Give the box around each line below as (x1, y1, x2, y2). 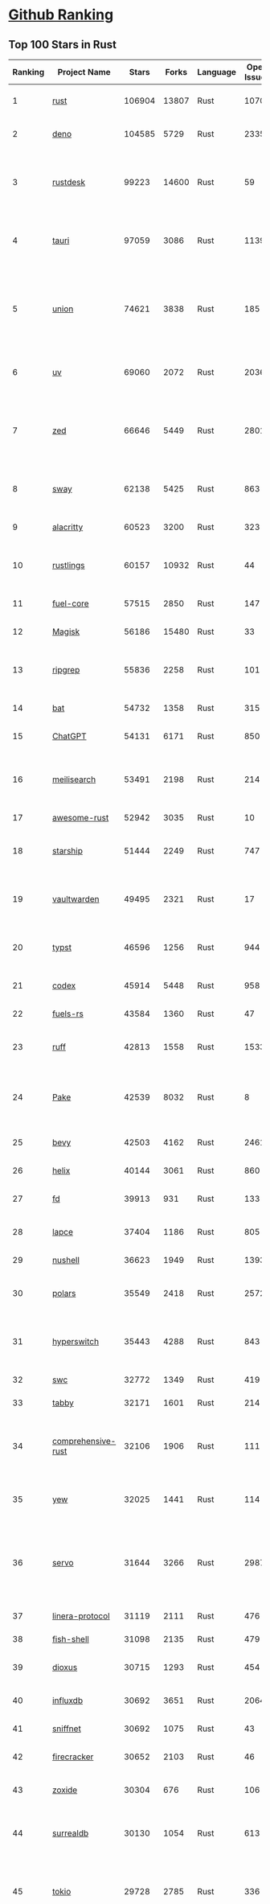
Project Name (57, 67, 111, 77)
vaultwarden (51, 894, 100, 904)
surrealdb (51, 1828, 89, 1839)
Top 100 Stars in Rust (8, 38, 117, 51)
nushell (51, 1255, 80, 1265)
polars (51, 1288, 76, 1298)
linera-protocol (51, 1610, 110, 1622)
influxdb (51, 1695, 83, 1706)
